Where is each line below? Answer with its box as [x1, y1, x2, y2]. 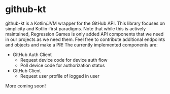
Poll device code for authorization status [20, 62, 105, 68]
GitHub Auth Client [12, 52, 52, 58]
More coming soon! [5, 82, 46, 89]
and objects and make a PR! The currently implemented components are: [5, 41, 158, 48]
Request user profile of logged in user [20, 73, 100, 79]
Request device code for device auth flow [20, 57, 108, 63]
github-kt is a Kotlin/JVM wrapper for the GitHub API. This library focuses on [5, 20, 165, 26]
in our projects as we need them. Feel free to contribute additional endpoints [5, 36, 165, 42]
